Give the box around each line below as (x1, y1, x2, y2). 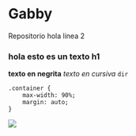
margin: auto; (22, 99, 69, 107)
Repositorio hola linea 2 (8, 31, 85, 41)
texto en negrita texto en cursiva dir (8, 69, 129, 79)
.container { (8, 84, 51, 92)
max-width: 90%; (22, 91, 77, 99)
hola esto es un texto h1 (8, 51, 100, 62)
